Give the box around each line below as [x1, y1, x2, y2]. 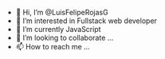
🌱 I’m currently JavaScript [15, 25, 101, 33]
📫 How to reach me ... [15, 42, 90, 51]
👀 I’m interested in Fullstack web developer [15, 16, 158, 26]
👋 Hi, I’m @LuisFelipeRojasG [15, 8, 109, 17]
